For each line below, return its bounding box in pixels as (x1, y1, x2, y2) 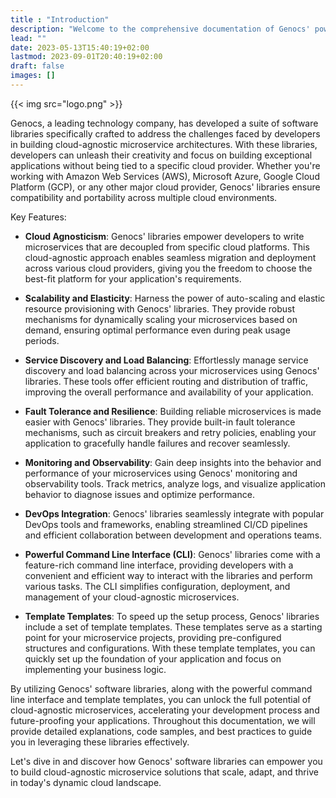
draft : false (10, 61, 65, 71)
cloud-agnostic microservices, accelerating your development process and (10, 704, 320, 716)
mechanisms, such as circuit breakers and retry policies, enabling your (24, 426, 317, 438)
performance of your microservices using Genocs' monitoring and (24, 467, 298, 479)
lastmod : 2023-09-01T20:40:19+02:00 (10, 52, 163, 62)
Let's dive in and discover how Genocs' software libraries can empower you (10, 755, 323, 767)
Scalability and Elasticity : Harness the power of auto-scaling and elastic (24, 292, 326, 304)
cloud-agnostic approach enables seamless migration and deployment (24, 251, 317, 263)
